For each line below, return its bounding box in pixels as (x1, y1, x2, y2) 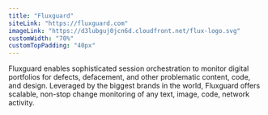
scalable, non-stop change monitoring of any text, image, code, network (8, 89, 250, 99)
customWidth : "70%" (8, 34, 74, 43)
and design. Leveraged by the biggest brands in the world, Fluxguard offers (8, 81, 261, 91)
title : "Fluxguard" (8, 11, 74, 20)
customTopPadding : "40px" (8, 42, 96, 50)
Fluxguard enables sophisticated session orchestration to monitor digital (8, 64, 249, 73)
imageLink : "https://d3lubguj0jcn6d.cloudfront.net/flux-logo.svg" (8, 27, 241, 35)
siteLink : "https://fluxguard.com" (8, 19, 129, 27)
